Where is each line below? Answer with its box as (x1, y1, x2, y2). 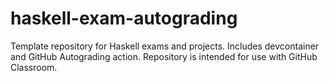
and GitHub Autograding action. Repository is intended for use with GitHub (10, 50, 318, 62)
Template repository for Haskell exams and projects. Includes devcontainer (10, 40, 320, 52)
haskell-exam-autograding (10, 7, 238, 30)
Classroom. (10, 61, 58, 73)
